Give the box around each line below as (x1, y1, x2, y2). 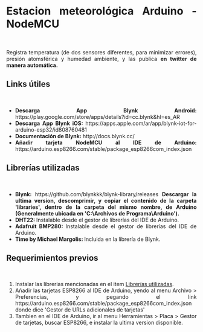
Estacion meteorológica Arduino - (6, 4, 197, 18)
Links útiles (6, 79, 50, 89)
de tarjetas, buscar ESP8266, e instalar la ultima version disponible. (14, 319, 183, 327)
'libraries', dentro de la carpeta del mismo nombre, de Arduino (14, 203, 197, 211)
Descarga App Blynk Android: (14, 107, 197, 114)
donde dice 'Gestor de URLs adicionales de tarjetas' (14, 306, 145, 313)
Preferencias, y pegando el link (14, 293, 197, 301)
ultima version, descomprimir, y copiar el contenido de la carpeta (14, 197, 197, 204)
